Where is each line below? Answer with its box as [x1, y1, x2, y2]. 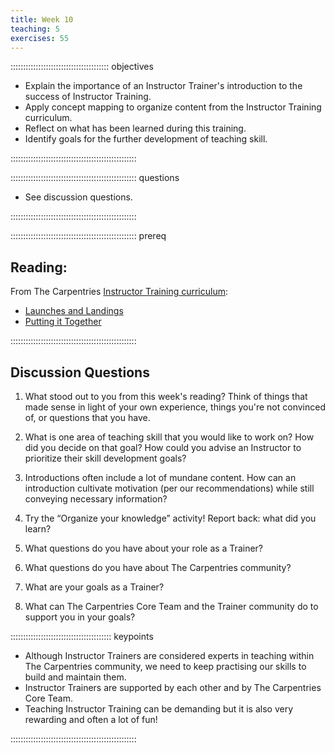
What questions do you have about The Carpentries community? [24, 562, 292, 573]
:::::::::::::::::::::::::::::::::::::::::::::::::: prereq [10, 230, 167, 242]
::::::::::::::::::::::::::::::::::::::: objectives [10, 61, 154, 73]
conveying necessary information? [24, 493, 168, 505]
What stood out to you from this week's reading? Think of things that [24, 391, 308, 402]
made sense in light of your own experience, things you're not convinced [24, 401, 326, 413]
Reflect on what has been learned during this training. [24, 122, 247, 135]
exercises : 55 [10, 33, 70, 43]
